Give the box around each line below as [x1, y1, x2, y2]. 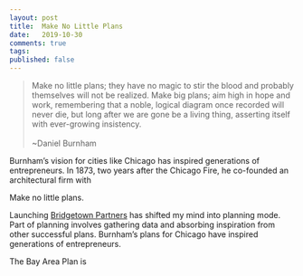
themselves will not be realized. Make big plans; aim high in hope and [31, 90, 291, 100]
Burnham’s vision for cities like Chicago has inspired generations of [9, 156, 260, 166]
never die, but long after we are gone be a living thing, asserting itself [31, 109, 291, 119]
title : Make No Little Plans [9, 22, 124, 31]
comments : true [9, 38, 67, 48]
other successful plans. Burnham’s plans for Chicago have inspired [9, 229, 259, 240]
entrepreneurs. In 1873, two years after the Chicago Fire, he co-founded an [9, 165, 289, 176]
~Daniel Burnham [31, 138, 97, 148]
